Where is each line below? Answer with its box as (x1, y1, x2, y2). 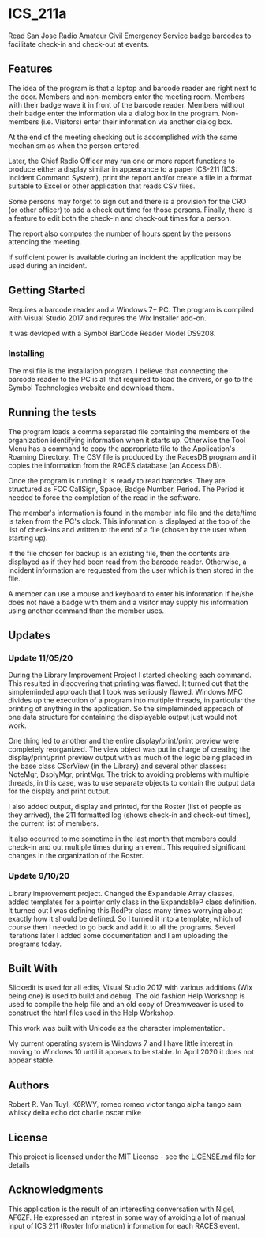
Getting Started (8, 284, 86, 297)
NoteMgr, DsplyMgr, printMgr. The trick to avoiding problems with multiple (8, 770, 250, 779)
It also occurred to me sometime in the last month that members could (8, 834, 237, 843)
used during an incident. (8, 260, 88, 270)
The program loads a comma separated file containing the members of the (8, 426, 251, 436)
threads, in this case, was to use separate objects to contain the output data (8, 778, 256, 788)
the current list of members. (8, 819, 99, 828)
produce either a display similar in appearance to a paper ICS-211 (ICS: (8, 164, 238, 174)
